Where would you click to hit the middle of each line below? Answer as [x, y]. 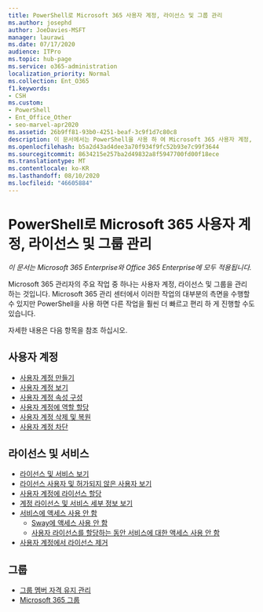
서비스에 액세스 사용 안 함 [58, 513]
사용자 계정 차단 [44, 426]
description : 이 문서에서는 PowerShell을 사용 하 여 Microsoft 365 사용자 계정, [130, 139]
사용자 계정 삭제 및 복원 [55, 417]
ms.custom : [26, 103]
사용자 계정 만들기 [47, 377]
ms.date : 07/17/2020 [42, 45]
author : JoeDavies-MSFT [47, 30]
